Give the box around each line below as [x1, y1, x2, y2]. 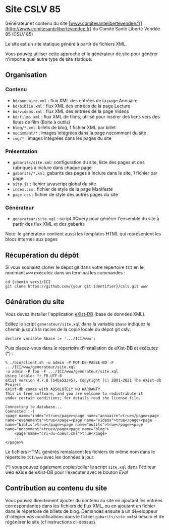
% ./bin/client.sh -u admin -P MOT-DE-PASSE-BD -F [5, 360, 114, 365]
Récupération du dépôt [5, 251, 79, 259]
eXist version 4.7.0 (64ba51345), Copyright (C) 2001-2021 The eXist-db [5, 378, 161, 383]
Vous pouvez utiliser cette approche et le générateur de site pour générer [5, 51, 158, 57]
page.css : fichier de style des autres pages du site [12, 191, 119, 197]
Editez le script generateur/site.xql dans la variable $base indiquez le [5, 320, 151, 327]
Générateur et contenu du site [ [5, 20, 71, 26]
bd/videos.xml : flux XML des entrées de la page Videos [12, 108, 129, 114]
